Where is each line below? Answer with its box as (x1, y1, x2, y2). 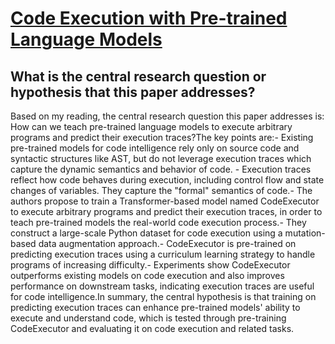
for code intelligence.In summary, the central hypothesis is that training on (10, 291, 317, 302)
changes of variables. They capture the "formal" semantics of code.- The (10, 185, 313, 196)
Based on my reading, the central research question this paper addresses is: (10, 110, 325, 122)
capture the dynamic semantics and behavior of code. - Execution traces (10, 163, 312, 175)
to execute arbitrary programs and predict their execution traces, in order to (10, 206, 323, 217)
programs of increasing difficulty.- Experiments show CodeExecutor (10, 259, 291, 271)
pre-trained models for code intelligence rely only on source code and (10, 142, 300, 154)
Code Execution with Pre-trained (10, 7, 288, 30)
